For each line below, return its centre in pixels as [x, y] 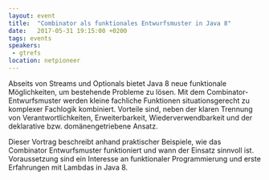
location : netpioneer [45, 61]
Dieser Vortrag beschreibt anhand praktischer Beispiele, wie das [115, 141]
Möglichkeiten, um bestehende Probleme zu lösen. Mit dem [106, 92]
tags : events [30, 38]
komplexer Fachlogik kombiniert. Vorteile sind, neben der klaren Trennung [130, 108]
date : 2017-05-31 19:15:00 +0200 [68, 31]
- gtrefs [26, 53]
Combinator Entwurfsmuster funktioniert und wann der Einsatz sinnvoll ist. [131, 150]
